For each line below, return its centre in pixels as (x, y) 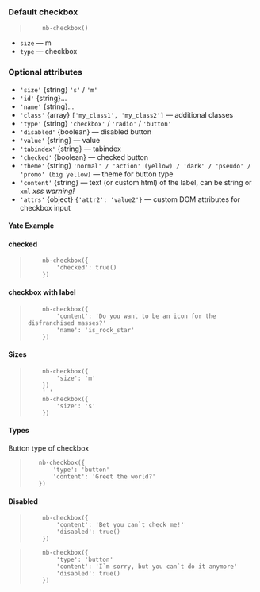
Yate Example (31, 226)
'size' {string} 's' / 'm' (59, 89)
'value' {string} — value (60, 140)
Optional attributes (46, 72)
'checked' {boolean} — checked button (84, 157)
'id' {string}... (43, 98)
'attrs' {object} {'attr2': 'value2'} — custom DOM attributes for (130, 199)
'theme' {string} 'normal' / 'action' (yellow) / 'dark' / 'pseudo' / (135, 165)
